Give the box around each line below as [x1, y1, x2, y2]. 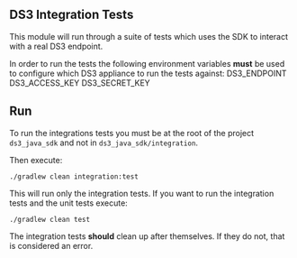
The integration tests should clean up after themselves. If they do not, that [9, 230, 285, 242]
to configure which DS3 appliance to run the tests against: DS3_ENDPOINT [9, 68, 287, 78]
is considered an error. [9, 240, 94, 251]
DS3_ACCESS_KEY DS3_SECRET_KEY [9, 77, 150, 88]
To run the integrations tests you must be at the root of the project [9, 127, 255, 138]
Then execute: [9, 154, 63, 165]
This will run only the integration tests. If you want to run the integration [9, 188, 274, 198]
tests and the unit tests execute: [9, 198, 128, 208]
